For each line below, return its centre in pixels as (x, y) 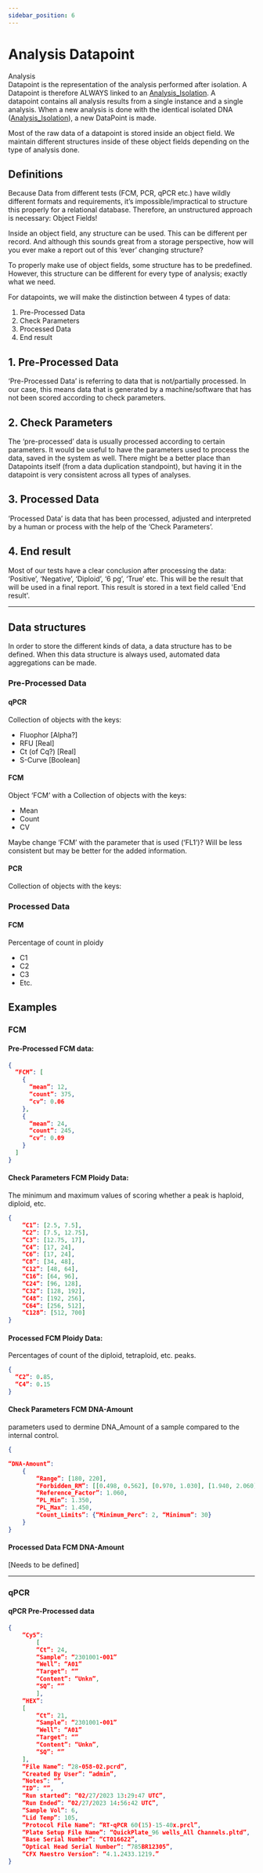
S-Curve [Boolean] (50, 759)
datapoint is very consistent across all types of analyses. (100, 475)
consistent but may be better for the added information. (98, 851)
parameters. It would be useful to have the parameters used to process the (129, 450)
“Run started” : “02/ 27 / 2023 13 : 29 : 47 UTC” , (94, 1796)
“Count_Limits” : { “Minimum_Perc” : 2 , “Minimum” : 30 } (124, 1515)
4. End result (40, 552)
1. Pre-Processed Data (63, 362)
